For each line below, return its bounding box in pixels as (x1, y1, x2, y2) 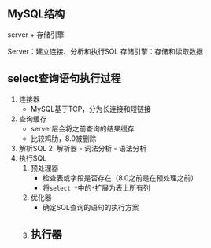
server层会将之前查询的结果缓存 (30, 124, 135, 133)
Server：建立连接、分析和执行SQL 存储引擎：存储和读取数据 (7, 46, 204, 56)
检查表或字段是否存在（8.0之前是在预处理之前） (42, 172, 198, 183)
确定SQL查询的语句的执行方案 (42, 202, 139, 212)
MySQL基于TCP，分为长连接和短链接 (30, 104, 151, 113)
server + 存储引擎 (7, 30, 65, 39)
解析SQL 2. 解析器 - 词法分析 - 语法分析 (18, 143, 147, 153)
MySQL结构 (7, 7, 65, 21)
